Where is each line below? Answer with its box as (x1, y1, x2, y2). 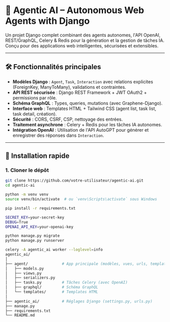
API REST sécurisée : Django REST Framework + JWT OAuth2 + (12, 89, 147, 95)
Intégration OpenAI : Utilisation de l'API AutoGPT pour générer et (12, 127, 149, 133)
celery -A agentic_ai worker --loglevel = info (5, 247, 103, 252)
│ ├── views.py (5, 271, 42, 276)
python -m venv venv (5, 192, 49, 197)
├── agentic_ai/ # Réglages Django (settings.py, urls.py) (5, 299, 153, 304)
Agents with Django (5, 15, 90, 27)
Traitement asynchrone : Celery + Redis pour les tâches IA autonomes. (12, 121, 162, 128)
